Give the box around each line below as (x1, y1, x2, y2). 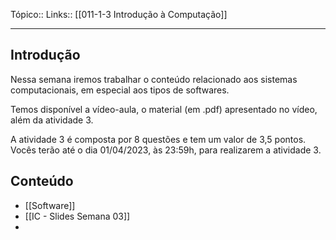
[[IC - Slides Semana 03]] (24, 210, 131, 222)
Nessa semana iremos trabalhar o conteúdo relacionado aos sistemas (10, 73, 298, 85)
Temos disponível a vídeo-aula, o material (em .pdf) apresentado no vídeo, (10, 103, 318, 115)
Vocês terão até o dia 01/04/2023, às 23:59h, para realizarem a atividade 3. (10, 144, 322, 156)
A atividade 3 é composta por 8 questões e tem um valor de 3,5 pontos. (10, 133, 307, 145)
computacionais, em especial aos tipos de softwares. (10, 84, 230, 96)
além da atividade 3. (10, 114, 94, 126)
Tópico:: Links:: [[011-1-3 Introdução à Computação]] (10, 9, 228, 20)
